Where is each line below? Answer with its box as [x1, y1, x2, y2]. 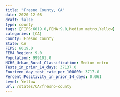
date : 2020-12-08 [5, 12, 42, 17]
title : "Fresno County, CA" [5, 7, 65, 13]
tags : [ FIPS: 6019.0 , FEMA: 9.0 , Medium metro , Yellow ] [5, 27, 115, 32]
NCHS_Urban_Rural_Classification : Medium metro [5, 60, 109, 65]
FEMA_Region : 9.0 [5, 50, 42, 55]
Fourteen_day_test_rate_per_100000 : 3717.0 [5, 70, 100, 75]
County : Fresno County [5, 36, 54, 42]
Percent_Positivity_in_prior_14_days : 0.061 [5, 74, 102, 80]
